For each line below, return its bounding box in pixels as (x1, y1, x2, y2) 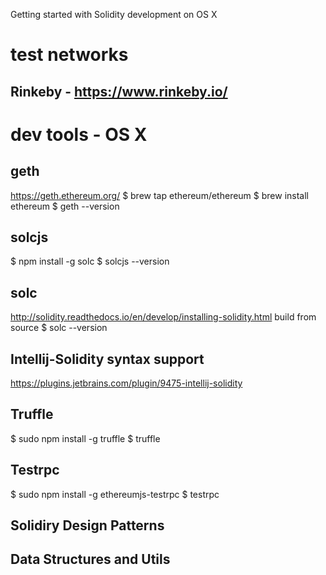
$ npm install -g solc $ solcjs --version (10, 255, 170, 268)
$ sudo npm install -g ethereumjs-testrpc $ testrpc (10, 488, 220, 500)
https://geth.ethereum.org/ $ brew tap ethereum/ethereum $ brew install (10, 189, 309, 201)
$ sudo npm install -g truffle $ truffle (10, 432, 161, 444)
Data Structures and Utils (10, 551, 171, 568)
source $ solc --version (10, 322, 108, 334)
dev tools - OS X (10, 123, 148, 146)
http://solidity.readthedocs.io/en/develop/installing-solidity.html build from (10, 311, 317, 323)
